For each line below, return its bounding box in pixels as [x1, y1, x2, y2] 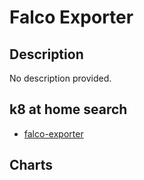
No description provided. [9, 72, 112, 84]
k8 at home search [9, 101, 128, 118]
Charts [9, 157, 54, 174]
